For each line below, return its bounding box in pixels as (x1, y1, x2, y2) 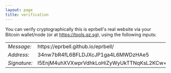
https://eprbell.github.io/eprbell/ (37, 43, 114, 50)
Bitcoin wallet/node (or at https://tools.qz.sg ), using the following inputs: (5, 31, 157, 38)
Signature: (8, 59, 33, 66)
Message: (8, 43, 32, 50)
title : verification (5, 12, 49, 17)
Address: (8, 51, 30, 58)
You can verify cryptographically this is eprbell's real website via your (5, 26, 152, 32)
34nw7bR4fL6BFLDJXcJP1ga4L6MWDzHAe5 (37, 51, 149, 58)
